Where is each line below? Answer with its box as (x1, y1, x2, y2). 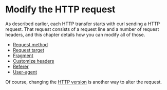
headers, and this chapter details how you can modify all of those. (5, 31, 145, 38)
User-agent (12, 68, 38, 75)
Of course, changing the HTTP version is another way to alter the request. (5, 79, 162, 85)
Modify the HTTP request (5, 4, 116, 15)
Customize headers (12, 58, 54, 64)
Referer (12, 63, 29, 69)
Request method (12, 41, 48, 47)
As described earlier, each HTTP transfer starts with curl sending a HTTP (5, 21, 160, 27)
